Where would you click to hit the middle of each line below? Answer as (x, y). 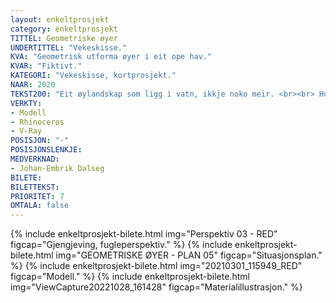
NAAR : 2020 (33, 85)
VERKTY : (26, 103)
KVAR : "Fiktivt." (46, 66)
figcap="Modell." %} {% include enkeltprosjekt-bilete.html (130, 277)
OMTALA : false (40, 206)
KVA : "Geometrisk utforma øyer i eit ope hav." (111, 57)
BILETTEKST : (35, 187)
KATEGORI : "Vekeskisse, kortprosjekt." (93, 76)
